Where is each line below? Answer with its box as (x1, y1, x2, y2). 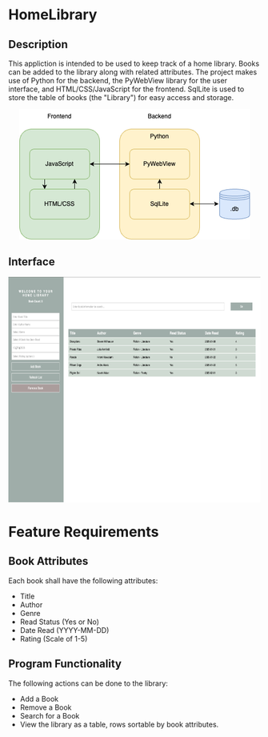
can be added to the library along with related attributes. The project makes (8, 67, 258, 77)
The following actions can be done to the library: (8, 679, 168, 688)
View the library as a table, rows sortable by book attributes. (19, 719, 219, 729)
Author (19, 599, 43, 610)
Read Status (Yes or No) (19, 617, 100, 626)
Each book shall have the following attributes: (8, 575, 158, 586)
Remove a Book (19, 703, 72, 712)
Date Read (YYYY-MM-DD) (19, 625, 110, 634)
